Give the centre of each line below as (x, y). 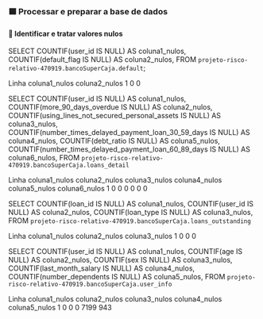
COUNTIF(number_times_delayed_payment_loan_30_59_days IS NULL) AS (129, 133)
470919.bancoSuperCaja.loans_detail (69, 165)
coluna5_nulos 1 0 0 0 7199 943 (60, 308)
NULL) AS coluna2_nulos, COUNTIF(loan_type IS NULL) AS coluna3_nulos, (131, 213)
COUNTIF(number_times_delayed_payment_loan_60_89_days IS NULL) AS (129, 149)
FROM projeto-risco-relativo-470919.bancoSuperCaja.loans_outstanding (130, 221)
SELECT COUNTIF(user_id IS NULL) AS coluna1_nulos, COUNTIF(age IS (126, 252)
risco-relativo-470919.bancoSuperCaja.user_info (90, 284)
